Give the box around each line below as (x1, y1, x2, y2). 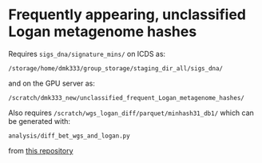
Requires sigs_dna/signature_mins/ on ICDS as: (8, 49, 166, 58)
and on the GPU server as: (8, 78, 96, 88)
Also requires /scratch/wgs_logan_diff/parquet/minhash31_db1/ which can (8, 108, 254, 117)
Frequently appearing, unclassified (8, 6, 246, 24)
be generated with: (8, 116, 70, 125)
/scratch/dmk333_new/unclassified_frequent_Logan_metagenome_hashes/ (8, 93, 245, 101)
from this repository (8, 145, 73, 155)
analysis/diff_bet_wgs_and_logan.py (8, 132, 130, 140)
